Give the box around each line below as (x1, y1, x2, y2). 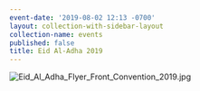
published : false (9, 38, 75, 48)
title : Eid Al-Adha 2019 (9, 47, 103, 56)
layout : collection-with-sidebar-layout (9, 22, 165, 31)
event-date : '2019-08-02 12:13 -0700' (9, 13, 156, 23)
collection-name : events (9, 30, 103, 39)
